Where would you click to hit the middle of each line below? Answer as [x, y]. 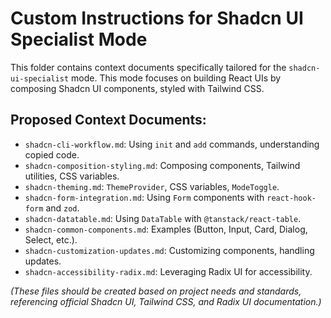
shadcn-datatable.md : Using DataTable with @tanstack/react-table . [163, 218]
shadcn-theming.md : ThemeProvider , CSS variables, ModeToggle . [152, 186]
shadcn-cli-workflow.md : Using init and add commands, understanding [172, 144]
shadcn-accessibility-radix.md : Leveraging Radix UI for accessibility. [168, 271]
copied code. [52, 154]
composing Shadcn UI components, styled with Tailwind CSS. [137, 88]
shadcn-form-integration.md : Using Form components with [144, 197]
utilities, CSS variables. [72, 176]
